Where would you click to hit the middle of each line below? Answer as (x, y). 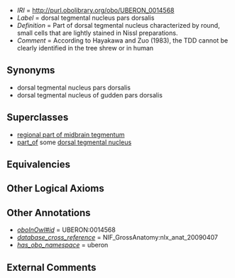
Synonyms (31, 70)
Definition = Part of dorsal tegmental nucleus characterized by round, (119, 25)
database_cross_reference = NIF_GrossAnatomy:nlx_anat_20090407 (117, 237)
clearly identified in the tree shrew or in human (85, 48)
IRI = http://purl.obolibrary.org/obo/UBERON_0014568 (95, 10)
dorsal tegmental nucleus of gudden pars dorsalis (89, 95)
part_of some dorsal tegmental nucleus (74, 142)
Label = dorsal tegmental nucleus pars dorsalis (86, 18)
